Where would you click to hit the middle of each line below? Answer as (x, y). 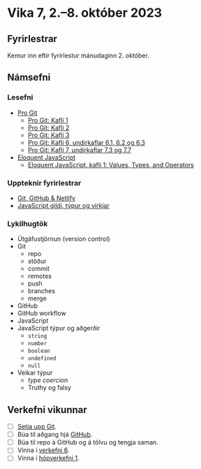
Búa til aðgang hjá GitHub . (55, 435)
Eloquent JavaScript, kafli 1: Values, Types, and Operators (111, 164)
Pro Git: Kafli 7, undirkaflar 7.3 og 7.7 (80, 150)
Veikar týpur (35, 373)
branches (42, 291)
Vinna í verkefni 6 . (43, 450)
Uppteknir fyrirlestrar (44, 183)
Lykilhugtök (28, 223)
